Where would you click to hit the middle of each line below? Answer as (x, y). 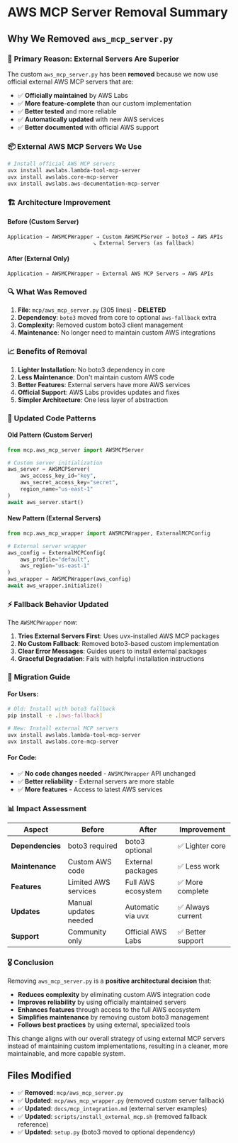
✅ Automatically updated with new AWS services (91, 119)
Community (87, 932)
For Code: (22, 758)
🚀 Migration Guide (39, 677)
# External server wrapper (47, 546)
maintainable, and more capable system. (67, 1053)
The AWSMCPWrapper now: (42, 623)
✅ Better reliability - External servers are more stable (96, 781)
